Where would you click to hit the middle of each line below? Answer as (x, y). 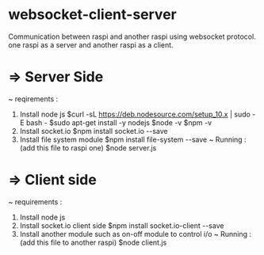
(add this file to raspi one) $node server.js (88, 147)
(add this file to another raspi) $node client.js (93, 242)
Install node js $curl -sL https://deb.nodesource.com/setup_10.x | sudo (135, 114)
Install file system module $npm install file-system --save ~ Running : (133, 139)
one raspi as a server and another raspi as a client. (91, 44)
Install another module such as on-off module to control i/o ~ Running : (136, 234)
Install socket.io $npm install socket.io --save (94, 131)
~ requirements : (35, 202)
